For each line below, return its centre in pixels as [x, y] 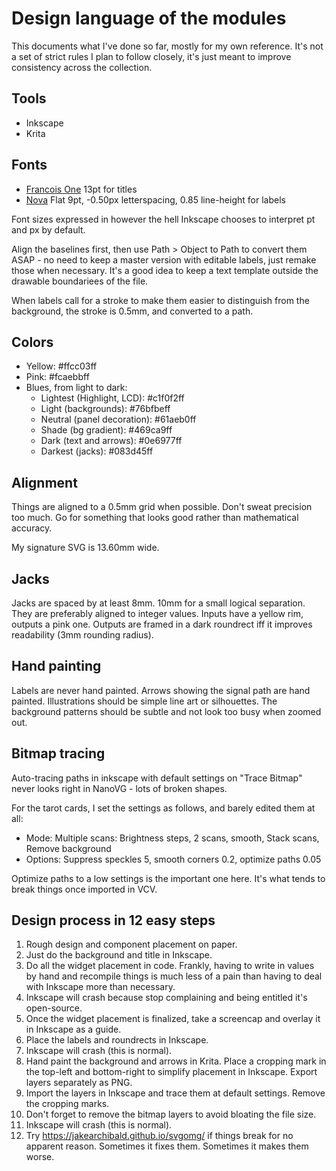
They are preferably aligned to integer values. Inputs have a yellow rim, [157, 613]
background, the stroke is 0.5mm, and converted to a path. [132, 311]
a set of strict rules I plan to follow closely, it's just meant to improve [151, 56]
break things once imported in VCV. [84, 889]
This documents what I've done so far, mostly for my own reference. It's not [167, 46]
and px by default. [48, 229]
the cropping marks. [67, 1104]
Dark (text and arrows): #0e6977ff [111, 441]
